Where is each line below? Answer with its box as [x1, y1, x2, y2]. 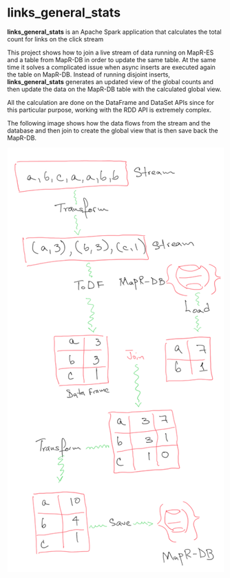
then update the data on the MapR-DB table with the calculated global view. [7, 85, 222, 93]
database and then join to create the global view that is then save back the [7, 126, 218, 134]
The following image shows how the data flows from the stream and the [7, 119, 211, 127]
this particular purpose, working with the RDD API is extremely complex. [7, 106, 212, 114]
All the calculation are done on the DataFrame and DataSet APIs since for [7, 98, 215, 106]
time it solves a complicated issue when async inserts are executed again [7, 63, 216, 71]
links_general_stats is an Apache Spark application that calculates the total [7, 28, 222, 36]
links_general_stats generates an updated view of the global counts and [7, 77, 213, 86]
